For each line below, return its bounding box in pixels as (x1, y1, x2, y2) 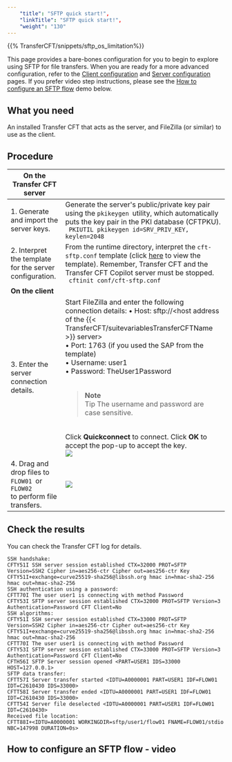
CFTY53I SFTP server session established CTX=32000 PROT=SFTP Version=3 (7, 598, 221, 604)
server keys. (10, 224, 50, 234)
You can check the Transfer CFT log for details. (7, 542, 142, 550)
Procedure (7, 150, 54, 162)
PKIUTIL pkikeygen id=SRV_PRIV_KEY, (68, 226, 189, 234)
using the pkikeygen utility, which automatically (65, 209, 219, 218)
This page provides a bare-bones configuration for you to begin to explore (7, 55, 219, 64)
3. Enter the (10, 360, 48, 369)
